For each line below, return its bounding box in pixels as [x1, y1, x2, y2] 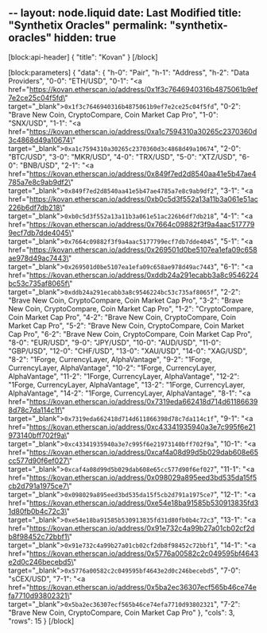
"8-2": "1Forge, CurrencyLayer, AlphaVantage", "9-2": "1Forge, [8, 354, 212, 364]
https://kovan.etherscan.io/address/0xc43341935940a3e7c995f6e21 [29, 422, 256, 431]
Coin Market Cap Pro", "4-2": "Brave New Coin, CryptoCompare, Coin [8, 312, 237, 322]
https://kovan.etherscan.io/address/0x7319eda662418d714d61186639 [29, 396, 258, 406]
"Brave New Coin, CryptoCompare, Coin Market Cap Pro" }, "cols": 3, [8, 608, 235, 617]
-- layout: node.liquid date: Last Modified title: [8, 6, 242, 20]
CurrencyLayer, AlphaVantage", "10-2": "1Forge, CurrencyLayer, [8, 363, 217, 372]
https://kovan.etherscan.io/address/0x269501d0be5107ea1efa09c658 [29, 245, 258, 254]
